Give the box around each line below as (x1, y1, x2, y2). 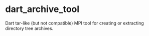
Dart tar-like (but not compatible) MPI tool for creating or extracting (5, 20, 144, 26)
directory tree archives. (5, 25, 54, 31)
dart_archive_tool (5, 3, 80, 15)
